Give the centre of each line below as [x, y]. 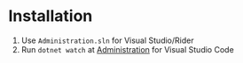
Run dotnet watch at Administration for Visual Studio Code [127, 49]
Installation [51, 16]
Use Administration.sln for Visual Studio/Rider [107, 40]
